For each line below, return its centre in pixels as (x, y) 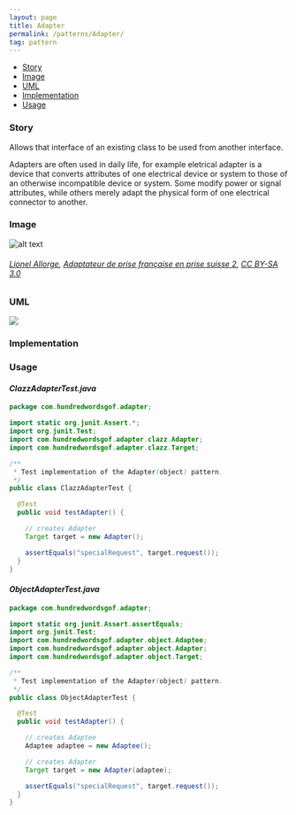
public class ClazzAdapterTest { (71, 488)
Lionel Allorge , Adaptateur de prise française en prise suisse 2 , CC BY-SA (144, 264)
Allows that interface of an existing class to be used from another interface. (147, 147)
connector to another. (49, 202)
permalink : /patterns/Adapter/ (67, 34)
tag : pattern (33, 42)
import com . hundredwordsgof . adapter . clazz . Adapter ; (106, 440)
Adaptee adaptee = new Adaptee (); (88, 746)
